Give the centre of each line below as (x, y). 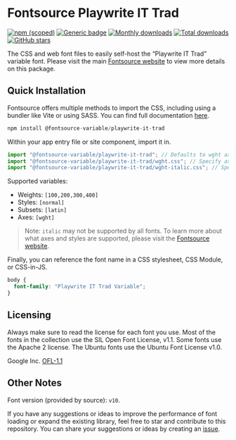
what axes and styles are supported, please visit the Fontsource (117, 238)
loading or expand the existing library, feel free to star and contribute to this (117, 421)
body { (17, 280)
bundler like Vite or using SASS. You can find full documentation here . (108, 115)
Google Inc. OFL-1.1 (35, 360)
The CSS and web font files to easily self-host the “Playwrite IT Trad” (107, 54)
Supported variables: (38, 181)
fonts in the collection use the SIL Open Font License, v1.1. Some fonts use (114, 339)
